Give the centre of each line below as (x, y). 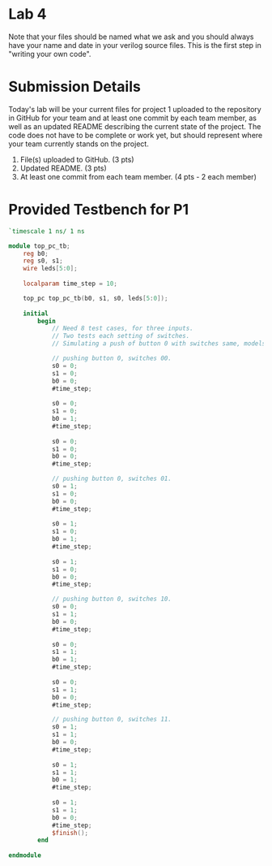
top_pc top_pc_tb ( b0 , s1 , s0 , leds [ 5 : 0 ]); (96, 298)
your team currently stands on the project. (79, 144)
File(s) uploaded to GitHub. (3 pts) (77, 159)
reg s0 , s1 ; (43, 261)
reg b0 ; (36, 253)
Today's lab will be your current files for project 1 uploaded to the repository (135, 109)
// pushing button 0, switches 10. (112, 599)
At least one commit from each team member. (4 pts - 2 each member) (138, 176)
